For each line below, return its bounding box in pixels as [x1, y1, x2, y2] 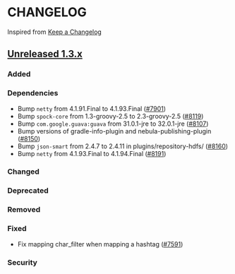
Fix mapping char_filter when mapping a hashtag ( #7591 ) [17, 239, 183, 248]
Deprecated [7, 186, 49, 196]
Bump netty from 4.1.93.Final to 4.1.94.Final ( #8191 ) [17, 149, 167, 157]
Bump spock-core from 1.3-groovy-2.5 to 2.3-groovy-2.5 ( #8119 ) [17, 112, 204, 120]
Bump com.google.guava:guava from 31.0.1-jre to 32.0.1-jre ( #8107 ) [17, 119, 209, 128]
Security [7, 257, 37, 267]
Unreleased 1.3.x [7, 48, 83, 60]
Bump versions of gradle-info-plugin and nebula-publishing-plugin [17, 126, 212, 135]
